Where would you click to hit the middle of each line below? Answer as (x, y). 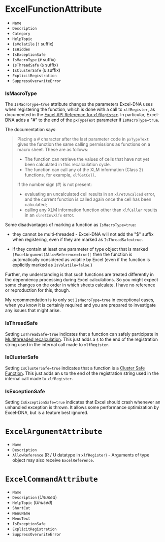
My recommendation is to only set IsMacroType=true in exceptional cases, (80, 300)
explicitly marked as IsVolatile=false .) (52, 265)
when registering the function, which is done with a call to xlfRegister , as (80, 109)
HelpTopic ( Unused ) (32, 502)
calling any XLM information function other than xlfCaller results (91, 210)
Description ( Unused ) (34, 497)
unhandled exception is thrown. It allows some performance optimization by (82, 407)
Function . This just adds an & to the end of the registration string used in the (82, 373)
